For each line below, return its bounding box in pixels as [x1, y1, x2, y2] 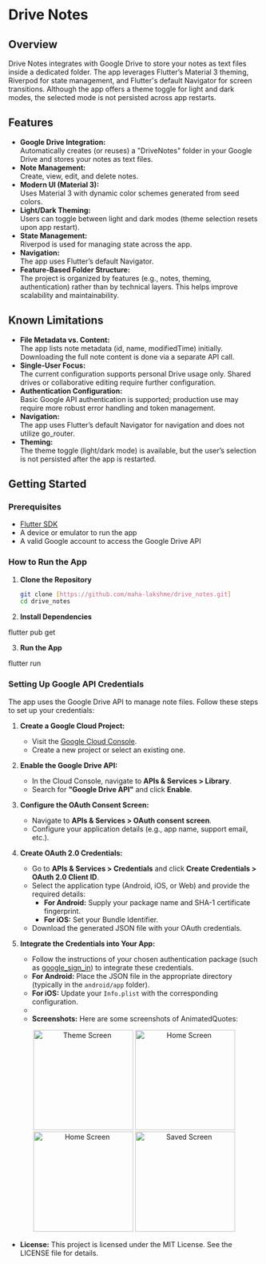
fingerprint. [43, 906, 81, 916]
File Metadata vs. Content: [19, 335, 110, 344]
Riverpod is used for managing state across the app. [19, 239, 193, 249]
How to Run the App [8, 557, 88, 568]
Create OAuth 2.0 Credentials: [19, 847, 123, 858]
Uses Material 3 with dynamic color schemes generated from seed [19, 188, 240, 198]
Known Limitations [8, 314, 104, 328]
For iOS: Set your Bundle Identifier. [43, 915, 158, 924]
